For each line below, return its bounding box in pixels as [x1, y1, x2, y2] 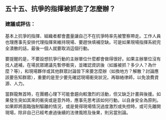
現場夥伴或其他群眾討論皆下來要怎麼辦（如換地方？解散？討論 [29, 68, 155, 74]
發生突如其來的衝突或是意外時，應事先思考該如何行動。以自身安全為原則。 [9, 97, 161, 103]
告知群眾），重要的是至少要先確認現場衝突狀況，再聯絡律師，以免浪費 [13, 74, 155, 80]
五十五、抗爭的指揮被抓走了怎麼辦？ [5, 4, 116, 13]
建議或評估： [5, 21, 36, 28]
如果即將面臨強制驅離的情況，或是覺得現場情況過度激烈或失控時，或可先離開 [5, 103, 161, 109]
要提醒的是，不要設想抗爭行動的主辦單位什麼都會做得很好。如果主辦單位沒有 [5, 56, 161, 62]
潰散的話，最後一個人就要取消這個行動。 [9, 45, 92, 51]
